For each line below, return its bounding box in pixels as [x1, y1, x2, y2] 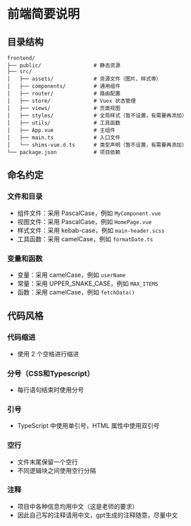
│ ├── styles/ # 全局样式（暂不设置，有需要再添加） [7, 112, 188, 119]
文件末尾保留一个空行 [17, 458, 78, 466]
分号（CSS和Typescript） [7, 368, 94, 378]
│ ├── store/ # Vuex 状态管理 [7, 97, 137, 104]
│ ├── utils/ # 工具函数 [7, 120, 121, 126]
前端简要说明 [7, 6, 81, 22]
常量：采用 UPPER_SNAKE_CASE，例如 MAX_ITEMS [17, 279, 159, 288]
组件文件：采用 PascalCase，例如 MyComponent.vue [17, 209, 161, 217]
